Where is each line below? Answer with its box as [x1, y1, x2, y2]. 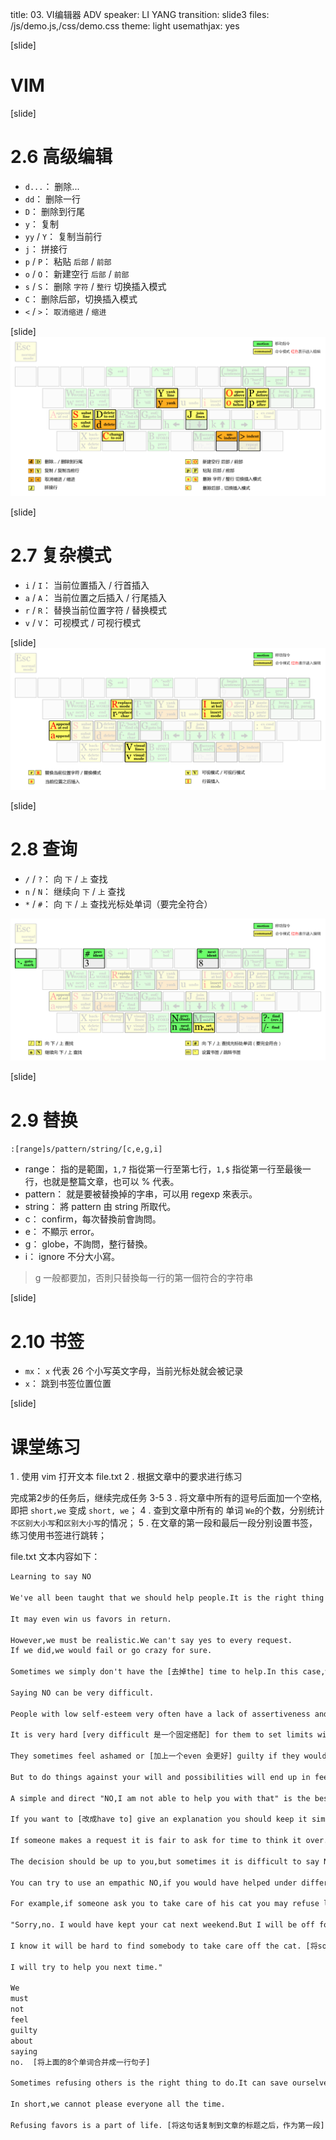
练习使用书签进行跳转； [10, 1529, 107, 1542]
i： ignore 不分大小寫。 [24, 1251, 120, 1263]
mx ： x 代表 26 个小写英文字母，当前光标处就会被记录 [24, 1365, 244, 1377]
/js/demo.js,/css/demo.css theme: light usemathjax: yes [10, 20, 240, 32]
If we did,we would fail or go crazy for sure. [10, 1646, 213, 1656]
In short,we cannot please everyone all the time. [10, 2099, 226, 2110]
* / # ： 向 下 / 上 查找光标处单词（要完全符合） [24, 898, 213, 910]
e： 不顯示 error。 [24, 1226, 100, 1238]
